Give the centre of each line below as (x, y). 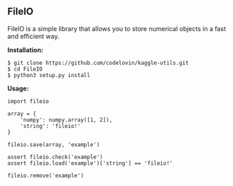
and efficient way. (33, 36)
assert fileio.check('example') (55, 157)
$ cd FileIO (25, 69)
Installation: (26, 50)
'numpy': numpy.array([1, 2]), (66, 120)
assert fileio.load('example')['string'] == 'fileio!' (90, 163)
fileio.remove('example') (45, 175)
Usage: (18, 88)
